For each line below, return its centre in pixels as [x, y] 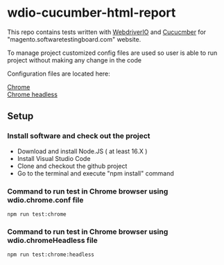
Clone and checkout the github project [72, 166]
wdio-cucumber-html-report [92, 13]
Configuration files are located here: [59, 74]
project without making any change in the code [75, 60]
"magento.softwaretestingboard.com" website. [74, 39]
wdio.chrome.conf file [45, 200]
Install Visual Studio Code [54, 158]
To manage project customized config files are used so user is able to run [112, 53]
